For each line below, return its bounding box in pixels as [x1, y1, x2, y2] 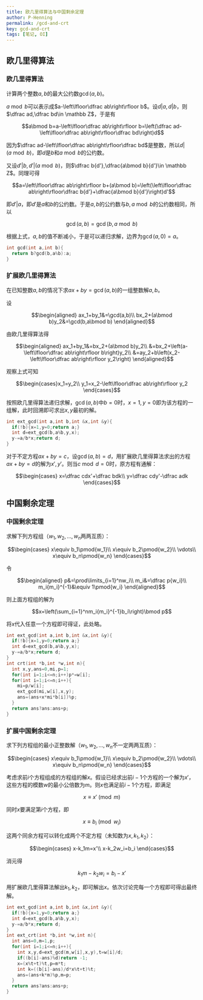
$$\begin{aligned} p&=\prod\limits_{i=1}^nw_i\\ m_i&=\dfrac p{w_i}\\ [17, 577, 187, 584]
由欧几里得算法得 [6, 330, 49, 337]
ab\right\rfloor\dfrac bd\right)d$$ [81, 128, 165, 136]
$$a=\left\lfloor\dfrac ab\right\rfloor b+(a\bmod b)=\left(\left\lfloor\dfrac [12, 181, 192, 188]
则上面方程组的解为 [6, 595, 55, 603]
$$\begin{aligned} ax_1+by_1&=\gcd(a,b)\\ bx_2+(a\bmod [31, 311, 173, 319]
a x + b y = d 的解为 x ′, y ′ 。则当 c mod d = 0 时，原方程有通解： [6, 460, 158, 468]
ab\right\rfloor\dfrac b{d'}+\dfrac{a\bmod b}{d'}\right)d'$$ [28, 188, 176, 195]
